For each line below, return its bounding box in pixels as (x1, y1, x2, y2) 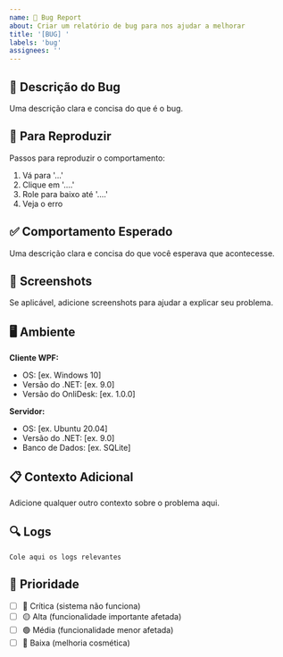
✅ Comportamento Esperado (9, 224, 173, 239)
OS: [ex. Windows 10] (21, 370, 102, 380)
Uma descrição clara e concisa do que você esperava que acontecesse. (9, 247, 275, 259)
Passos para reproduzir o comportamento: (9, 153, 165, 163)
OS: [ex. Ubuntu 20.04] (21, 423, 108, 434)
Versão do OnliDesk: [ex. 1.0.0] (21, 389, 136, 400)
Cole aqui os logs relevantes (9, 553, 122, 561)
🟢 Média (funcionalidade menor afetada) (21, 624, 174, 635)
